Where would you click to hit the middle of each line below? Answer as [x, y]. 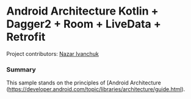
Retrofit [26, 37]
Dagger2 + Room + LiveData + [84, 24]
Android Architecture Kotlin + [82, 11]
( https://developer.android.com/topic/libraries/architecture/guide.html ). [96, 89]
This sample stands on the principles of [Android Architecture [84, 83]
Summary [21, 69]
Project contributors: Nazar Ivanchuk [53, 53]
